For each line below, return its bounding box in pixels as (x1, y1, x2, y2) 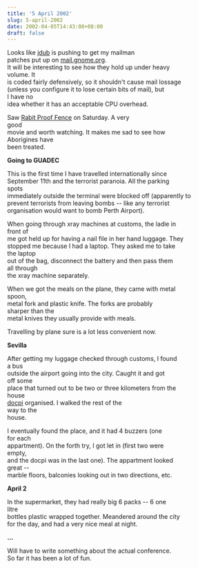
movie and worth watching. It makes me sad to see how (7, 128, 166, 136)
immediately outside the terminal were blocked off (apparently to (7, 192, 191, 200)
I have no (7, 93, 33, 101)
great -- (7, 463, 30, 472)
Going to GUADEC (7, 157, 60, 165)
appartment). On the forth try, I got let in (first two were (7, 441, 164, 450)
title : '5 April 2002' (7, 10, 72, 17)
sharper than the (7, 307, 55, 315)
